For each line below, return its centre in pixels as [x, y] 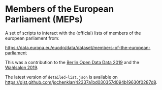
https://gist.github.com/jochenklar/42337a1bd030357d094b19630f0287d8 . [81, 82]
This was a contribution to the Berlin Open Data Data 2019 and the [72, 62]
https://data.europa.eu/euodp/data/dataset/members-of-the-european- [78, 47]
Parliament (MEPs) [44, 19]
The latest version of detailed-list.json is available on [62, 77]
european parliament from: [32, 38]
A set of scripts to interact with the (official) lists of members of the [73, 33]
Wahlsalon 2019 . [22, 67]
